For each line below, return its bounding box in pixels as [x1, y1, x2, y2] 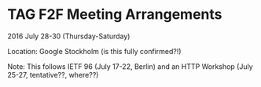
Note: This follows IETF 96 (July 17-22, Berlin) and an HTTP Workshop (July [7, 61, 253, 71]
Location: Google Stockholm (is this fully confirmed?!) [7, 46, 182, 56]
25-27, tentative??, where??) [7, 70, 99, 79]
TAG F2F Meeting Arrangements [7, 5, 222, 24]
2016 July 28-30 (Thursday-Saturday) [7, 31, 130, 41]
